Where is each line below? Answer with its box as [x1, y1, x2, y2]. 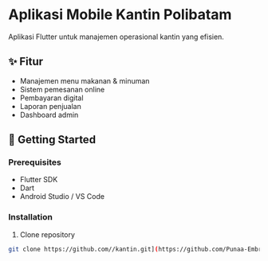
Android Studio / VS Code [19, 192, 105, 201]
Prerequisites [8, 157, 61, 168]
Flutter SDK [19, 175, 58, 185]
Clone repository [19, 229, 76, 240]
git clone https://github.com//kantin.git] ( [8, 245, 159, 253]
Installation [8, 212, 53, 223]
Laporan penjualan [19, 101, 81, 111]
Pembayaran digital [19, 93, 84, 103]
